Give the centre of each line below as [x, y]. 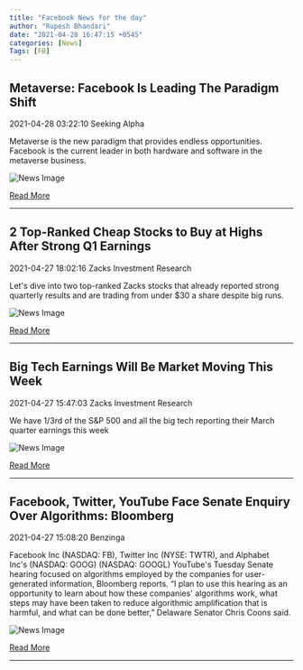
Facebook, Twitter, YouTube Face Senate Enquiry [150, 502]
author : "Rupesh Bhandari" [60, 26]
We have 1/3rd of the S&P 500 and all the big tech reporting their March [142, 420]
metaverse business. [48, 160]
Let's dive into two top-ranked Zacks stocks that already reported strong [144, 285]
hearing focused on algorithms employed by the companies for [126, 574]
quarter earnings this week [60, 430]
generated [28, 584]
